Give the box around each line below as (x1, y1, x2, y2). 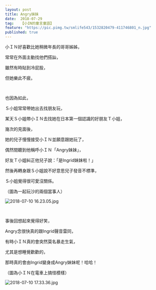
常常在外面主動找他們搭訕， (5, 54, 61, 60)
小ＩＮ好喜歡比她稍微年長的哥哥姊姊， (5, 44, 82, 49)
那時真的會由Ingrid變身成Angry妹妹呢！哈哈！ (5, 260, 97, 265)
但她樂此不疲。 (5, 75, 35, 81)
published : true (5, 30, 38, 35)
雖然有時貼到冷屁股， (5, 65, 48, 70)
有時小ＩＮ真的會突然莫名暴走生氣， (5, 239, 78, 245)
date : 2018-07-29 (5, 16, 42, 21)
